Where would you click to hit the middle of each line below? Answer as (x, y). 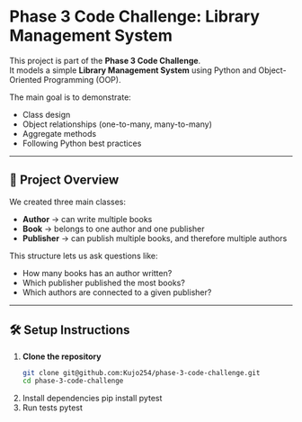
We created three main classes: (67, 202)
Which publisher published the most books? (104, 283)
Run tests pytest (53, 408)
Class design (46, 114)
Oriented (26, 79)
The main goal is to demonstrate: (71, 97)
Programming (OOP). (82, 79)
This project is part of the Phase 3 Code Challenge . (105, 60)
